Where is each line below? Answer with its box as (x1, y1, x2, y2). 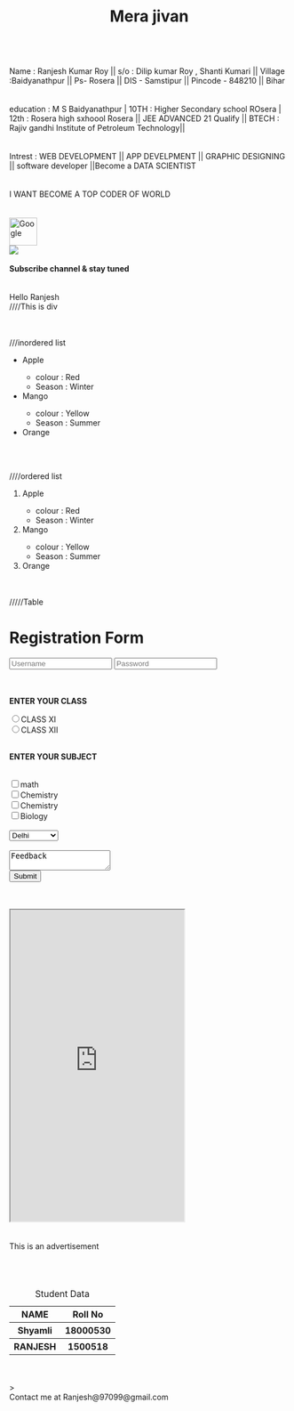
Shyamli (17, 1325, 53, 1337)
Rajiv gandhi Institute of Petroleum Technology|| (9, 123, 186, 134)
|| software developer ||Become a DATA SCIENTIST (9, 160, 197, 171)
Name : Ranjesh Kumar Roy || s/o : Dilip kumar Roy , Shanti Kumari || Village (9, 66, 286, 77)
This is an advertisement (9, 1241, 99, 1252)
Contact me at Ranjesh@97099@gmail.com (9, 1391, 169, 1403)
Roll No (72, 1309, 104, 1321)
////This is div (9, 301, 58, 312)
